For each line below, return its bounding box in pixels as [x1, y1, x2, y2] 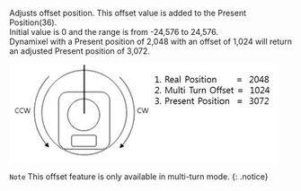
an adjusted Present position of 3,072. [9, 46, 151, 56]
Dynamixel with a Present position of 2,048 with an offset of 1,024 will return [9, 36, 293, 47]
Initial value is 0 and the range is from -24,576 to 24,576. [9, 27, 218, 37]
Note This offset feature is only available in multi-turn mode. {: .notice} [9, 171, 269, 182]
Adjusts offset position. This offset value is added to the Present [9, 8, 247, 18]
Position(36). [9, 17, 58, 28]
